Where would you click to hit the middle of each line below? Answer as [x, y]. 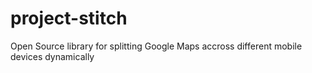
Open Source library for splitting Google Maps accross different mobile [156, 46]
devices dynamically [52, 56]
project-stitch [69, 18]
